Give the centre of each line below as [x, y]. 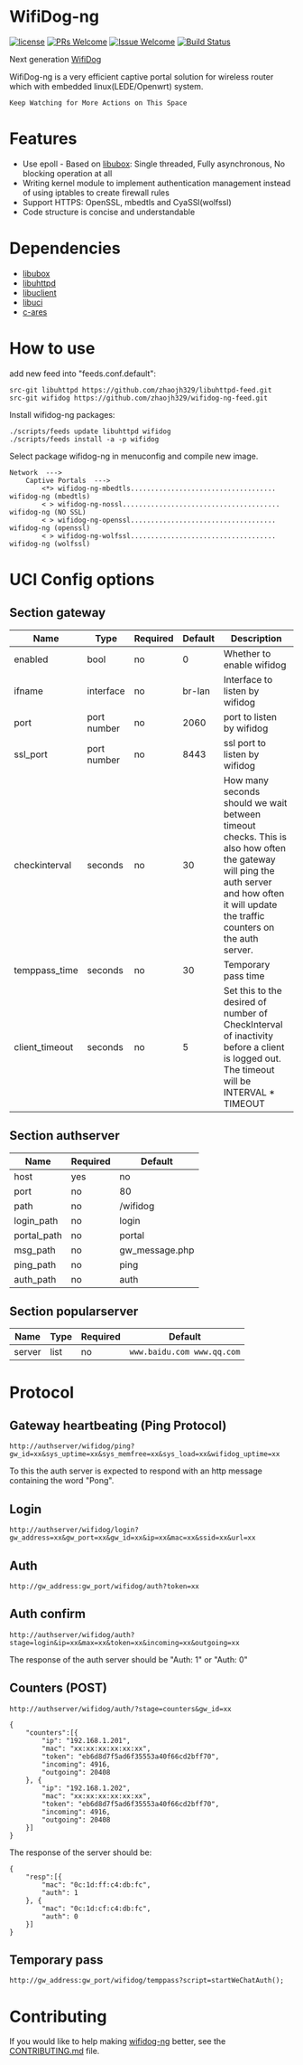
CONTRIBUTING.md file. [55, 2051]
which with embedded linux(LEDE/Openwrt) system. [106, 86]
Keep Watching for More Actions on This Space [98, 103]
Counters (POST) [59, 1688]
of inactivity [248, 1036]
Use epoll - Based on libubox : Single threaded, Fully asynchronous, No [154, 164]
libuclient [39, 292]
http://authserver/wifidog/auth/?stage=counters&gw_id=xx [120, 1709]
